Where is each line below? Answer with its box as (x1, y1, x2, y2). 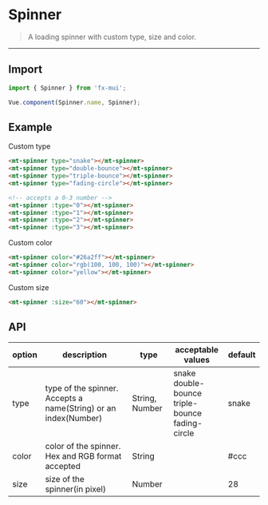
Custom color (8, 238, 53, 248)
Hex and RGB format (45, 450, 122, 461)
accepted (45, 460, 81, 471)
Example (8, 120, 53, 133)
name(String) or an (45, 402, 116, 413)
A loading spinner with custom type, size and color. (27, 32, 197, 42)
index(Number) (45, 412, 102, 423)
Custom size (8, 282, 49, 292)
